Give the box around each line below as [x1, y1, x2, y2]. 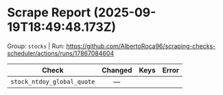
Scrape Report [7, 5, 91, 21]
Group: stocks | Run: [7, 42, 65, 50]
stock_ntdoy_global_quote [10, 77, 95, 85]
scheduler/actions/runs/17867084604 [7, 49, 115, 57]
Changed [102, 65, 132, 74]
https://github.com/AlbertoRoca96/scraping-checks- [66, 42, 216, 50]
